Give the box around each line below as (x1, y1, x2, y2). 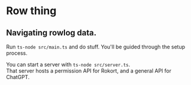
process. (6, 50, 28, 57)
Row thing (6, 4, 57, 18)
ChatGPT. (6, 74, 30, 80)
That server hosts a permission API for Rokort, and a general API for (6, 67, 171, 74)
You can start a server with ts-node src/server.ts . (6, 61, 130, 68)
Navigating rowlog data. (6, 28, 97, 38)
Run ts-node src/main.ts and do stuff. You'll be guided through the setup (6, 43, 185, 50)
